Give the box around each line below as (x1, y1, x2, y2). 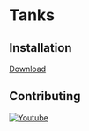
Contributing (9, 89, 81, 104)
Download (9, 63, 47, 74)
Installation (9, 40, 72, 55)
